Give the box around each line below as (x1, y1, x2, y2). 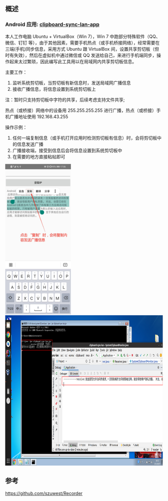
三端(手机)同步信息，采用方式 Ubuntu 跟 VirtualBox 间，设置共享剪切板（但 (5, 46, 159, 52)
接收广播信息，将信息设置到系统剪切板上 (12, 86, 96, 92)
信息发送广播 (16, 141, 43, 147)
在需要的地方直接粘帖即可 (12, 153, 65, 159)
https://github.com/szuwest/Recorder (5, 490, 83, 496)
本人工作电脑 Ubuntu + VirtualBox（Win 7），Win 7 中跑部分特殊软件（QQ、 (5, 33, 160, 39)
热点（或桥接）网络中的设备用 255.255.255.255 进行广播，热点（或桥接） (5, 107, 156, 113)
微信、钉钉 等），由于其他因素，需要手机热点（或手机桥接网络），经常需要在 (5, 40, 160, 46)
